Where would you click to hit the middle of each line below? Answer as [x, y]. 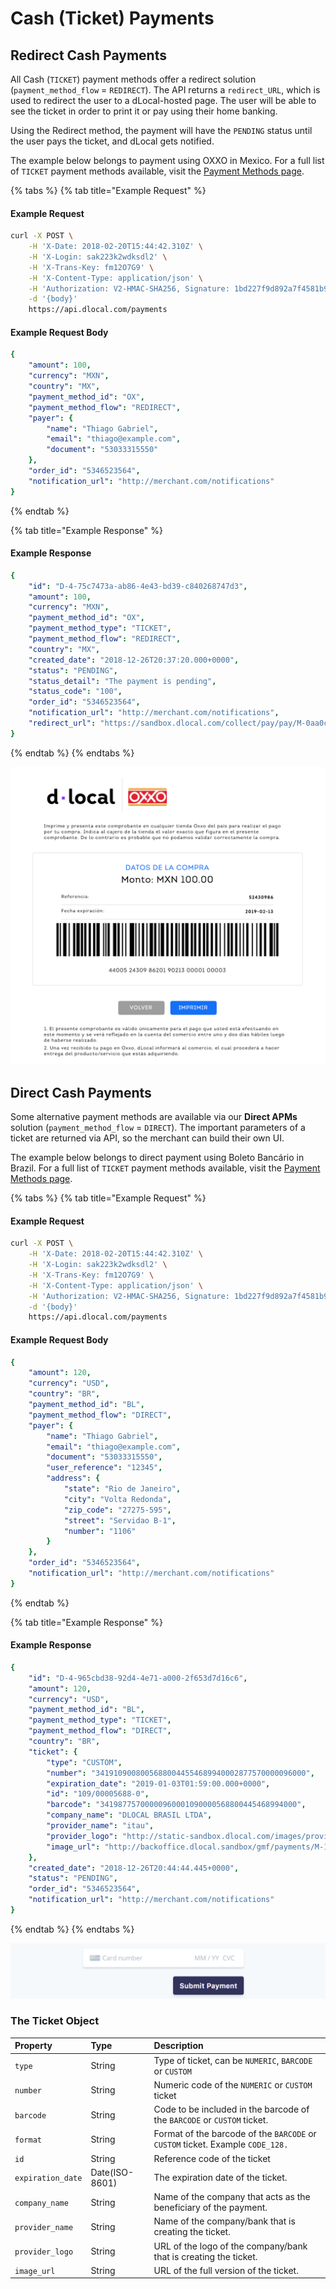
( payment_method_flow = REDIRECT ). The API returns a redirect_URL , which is [165, 90]
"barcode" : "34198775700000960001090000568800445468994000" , [176, 1805]
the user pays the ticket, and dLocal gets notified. [112, 141]
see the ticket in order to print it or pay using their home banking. [144, 111]
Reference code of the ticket [212, 2158]
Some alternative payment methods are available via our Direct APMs [154, 1117]
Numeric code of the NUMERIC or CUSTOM [233, 2084]
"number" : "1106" [100, 1531]
